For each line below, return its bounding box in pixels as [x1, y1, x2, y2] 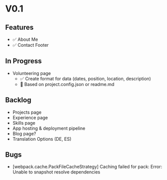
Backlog [5, 96, 32, 105]
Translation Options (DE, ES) [12, 136, 72, 142]
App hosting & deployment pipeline [12, 125, 86, 131]
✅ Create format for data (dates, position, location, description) [20, 75, 151, 81]
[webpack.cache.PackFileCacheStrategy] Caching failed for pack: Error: [12, 164, 162, 170]
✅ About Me [12, 36, 38, 42]
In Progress [5, 57, 42, 65]
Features [5, 23, 34, 32]
